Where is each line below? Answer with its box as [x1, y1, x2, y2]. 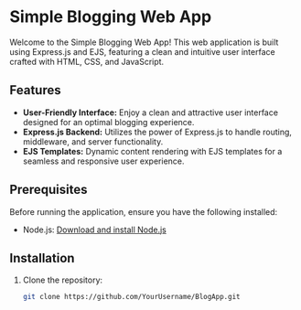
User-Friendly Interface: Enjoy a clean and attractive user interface [22, 107, 279, 118]
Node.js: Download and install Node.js [22, 224, 167, 235]
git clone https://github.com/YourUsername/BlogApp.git [22, 293, 241, 302]
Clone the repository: [22, 274, 103, 285]
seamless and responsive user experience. [22, 155, 185, 166]
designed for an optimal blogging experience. [22, 116, 195, 127]
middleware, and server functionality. [22, 135, 164, 147]
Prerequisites [9, 182, 88, 198]
